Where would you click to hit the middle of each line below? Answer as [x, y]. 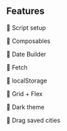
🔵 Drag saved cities [33, 120]
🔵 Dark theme [25, 107]
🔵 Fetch [17, 67]
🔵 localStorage [27, 81]
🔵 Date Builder [26, 54]
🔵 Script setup [26, 27]
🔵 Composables [28, 41]
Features [25, 11]
